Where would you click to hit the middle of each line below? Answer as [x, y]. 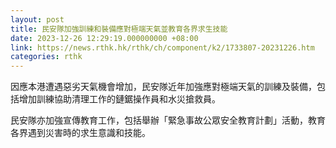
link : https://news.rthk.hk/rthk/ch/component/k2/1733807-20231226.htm [162, 47]
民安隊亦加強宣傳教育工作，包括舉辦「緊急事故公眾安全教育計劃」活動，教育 [168, 120]
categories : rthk [46, 57]
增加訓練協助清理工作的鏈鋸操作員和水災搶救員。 [119, 99]
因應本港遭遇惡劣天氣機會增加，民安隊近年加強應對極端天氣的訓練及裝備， [163, 87]
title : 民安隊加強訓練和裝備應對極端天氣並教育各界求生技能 [119, 29]
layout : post [37, 19]
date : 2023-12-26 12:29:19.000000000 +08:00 [104, 38]
